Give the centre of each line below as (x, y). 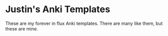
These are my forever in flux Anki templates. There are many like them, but (84, 23)
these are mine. (22, 28)
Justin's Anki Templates (58, 9)
